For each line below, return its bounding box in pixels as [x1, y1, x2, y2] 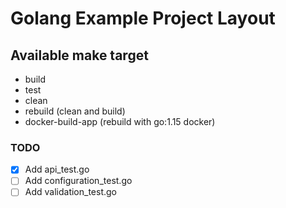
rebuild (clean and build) [24, 105, 126, 117]
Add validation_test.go [24, 186, 118, 198]
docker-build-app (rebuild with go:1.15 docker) [24, 116, 216, 127]
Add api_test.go [24, 163, 90, 176]
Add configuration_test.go [24, 175, 133, 187]
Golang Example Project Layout [10, 7, 276, 30]
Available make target [10, 47, 149, 64]
